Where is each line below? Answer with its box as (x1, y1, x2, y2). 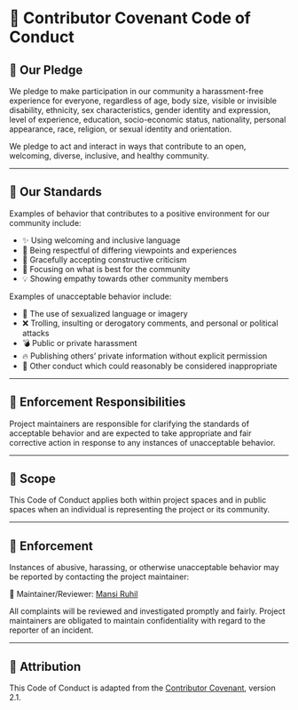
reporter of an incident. (9, 625, 94, 635)
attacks (21, 327, 50, 338)
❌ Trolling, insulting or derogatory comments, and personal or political (21, 318, 278, 328)
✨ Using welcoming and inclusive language (21, 235, 181, 246)
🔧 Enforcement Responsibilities (9, 395, 186, 410)
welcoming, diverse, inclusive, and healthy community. (9, 150, 210, 161)
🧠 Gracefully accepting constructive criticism (21, 254, 187, 265)
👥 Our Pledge (9, 62, 83, 77)
